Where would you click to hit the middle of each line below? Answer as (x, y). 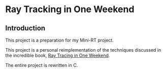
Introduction (25, 28)
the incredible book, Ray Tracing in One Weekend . (58, 55)
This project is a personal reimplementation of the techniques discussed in (83, 50)
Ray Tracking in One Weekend (70, 9)
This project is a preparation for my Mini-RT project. (60, 40)
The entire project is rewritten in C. (42, 65)
